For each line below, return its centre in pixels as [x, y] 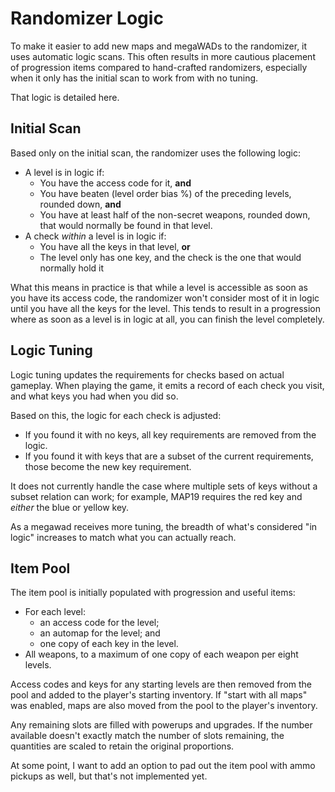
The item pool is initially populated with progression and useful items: [153, 593]
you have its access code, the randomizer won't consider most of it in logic [165, 298]
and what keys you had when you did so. [94, 396]
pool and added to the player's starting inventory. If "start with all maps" [159, 695]
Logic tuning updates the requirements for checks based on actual [147, 374]
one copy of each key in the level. [109, 644]
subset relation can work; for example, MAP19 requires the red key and [156, 496]
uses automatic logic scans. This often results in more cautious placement [163, 56]
